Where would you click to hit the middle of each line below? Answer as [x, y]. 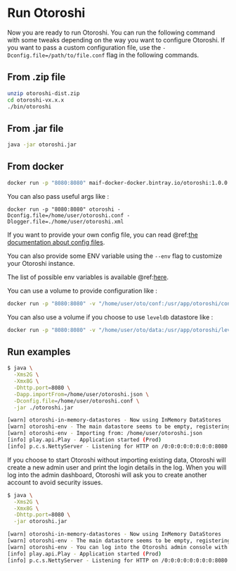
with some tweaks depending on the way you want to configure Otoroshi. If [116, 39]
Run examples [39, 351]
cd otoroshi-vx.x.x [36, 100]
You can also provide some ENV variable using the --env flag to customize [115, 256]
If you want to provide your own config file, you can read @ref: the [103, 235]
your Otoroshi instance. [41, 263]
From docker [36, 167]
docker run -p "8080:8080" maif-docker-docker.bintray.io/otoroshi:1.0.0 [118, 183]
